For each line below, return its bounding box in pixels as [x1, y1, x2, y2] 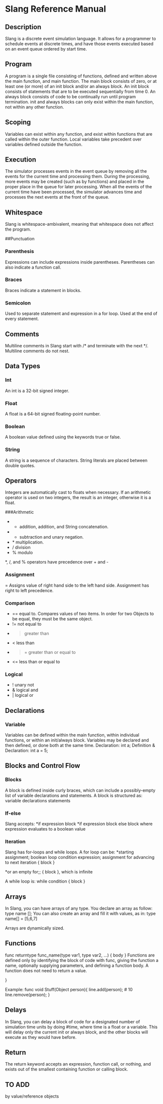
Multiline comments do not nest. [5, 348, 70, 354]
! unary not [12, 682, 34, 688]
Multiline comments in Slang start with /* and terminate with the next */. [5, 343, 148, 348]
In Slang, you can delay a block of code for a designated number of [5, 1018, 140, 1025]
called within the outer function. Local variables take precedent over [5, 136, 142, 142]
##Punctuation [5, 236, 35, 242]
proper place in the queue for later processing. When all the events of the [5, 184, 152, 190]
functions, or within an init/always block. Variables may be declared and [5, 737, 149, 743]
